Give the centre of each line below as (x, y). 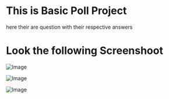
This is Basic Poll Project (66, 11)
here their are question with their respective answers (69, 27)
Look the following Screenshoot (85, 51)
